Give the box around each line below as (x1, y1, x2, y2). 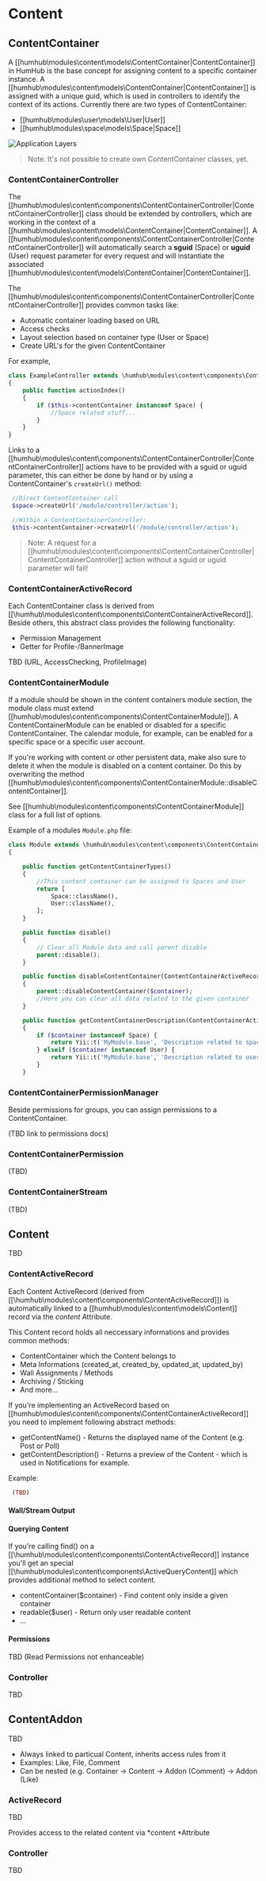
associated (8, 260, 44, 269)
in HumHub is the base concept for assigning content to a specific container (8, 66, 257, 75)
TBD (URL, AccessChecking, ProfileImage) (8, 657, 147, 666)
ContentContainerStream (8, 1187, 108, 1198)
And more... (19, 1385, 59, 1394)
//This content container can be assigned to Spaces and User (36, 877, 246, 886)
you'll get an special (8, 1558, 74, 1568)
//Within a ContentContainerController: (11, 516, 147, 524)
